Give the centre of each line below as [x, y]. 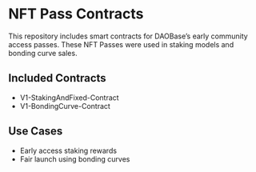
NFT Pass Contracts [76, 14]
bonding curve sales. [43, 53]
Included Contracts [57, 78]
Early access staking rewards [68, 150]
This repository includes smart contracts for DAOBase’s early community [128, 36]
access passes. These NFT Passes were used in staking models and [121, 44]
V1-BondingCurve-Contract [65, 106]
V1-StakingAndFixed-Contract [69, 98]
